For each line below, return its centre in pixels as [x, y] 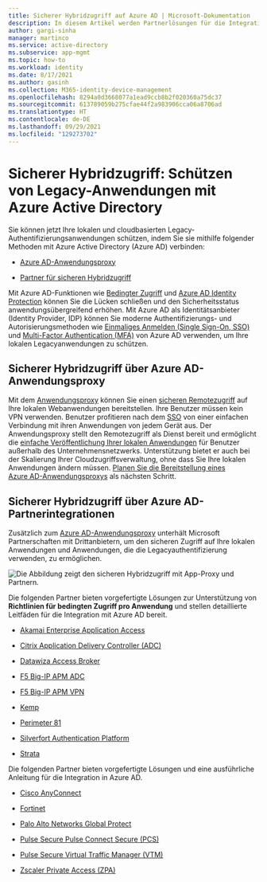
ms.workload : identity [46, 68]
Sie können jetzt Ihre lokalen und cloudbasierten [87, 229]
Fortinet [33, 809]
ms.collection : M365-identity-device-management [90, 90]
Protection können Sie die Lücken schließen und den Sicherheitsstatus [124, 301]
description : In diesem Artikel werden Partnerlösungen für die [117, 23]
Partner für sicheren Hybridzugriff [75, 277]
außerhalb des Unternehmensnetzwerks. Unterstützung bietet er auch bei [129, 451]
